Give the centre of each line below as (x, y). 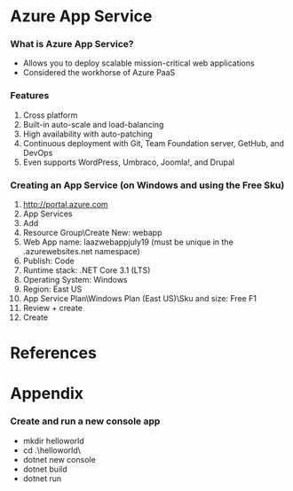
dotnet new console (59, 459)
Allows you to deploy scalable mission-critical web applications (139, 63)
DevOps (38, 152)
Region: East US (52, 289)
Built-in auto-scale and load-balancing (93, 124)
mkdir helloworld (54, 440)
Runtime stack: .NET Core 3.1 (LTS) (87, 270)
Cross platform (50, 115)
